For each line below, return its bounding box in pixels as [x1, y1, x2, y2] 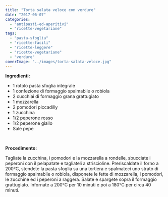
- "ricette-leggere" [10, 45, 53, 50]
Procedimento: [5, 145, 37, 152]
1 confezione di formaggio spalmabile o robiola [12, 88, 110, 94]
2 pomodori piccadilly [12, 104, 58, 110]
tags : [5, 31, 17, 36]
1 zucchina [12, 110, 35, 116]
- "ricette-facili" [10, 40, 51, 45]
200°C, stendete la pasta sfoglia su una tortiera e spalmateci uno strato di [5, 166, 159, 172]
